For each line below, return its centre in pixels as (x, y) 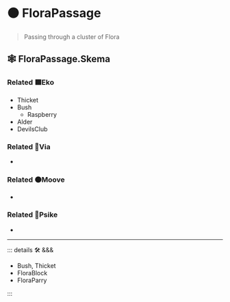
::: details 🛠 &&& (30, 249)
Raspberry (42, 114)
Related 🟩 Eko (31, 83)
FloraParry (32, 280)
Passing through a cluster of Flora (72, 37)
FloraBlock (32, 273)
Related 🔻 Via (29, 146)
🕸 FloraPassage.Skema (59, 59)
